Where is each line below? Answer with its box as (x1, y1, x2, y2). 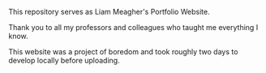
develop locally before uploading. (8, 56, 120, 65)
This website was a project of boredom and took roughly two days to (8, 47, 238, 56)
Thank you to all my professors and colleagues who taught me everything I (8, 23, 259, 32)
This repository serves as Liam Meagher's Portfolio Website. (8, 7, 210, 16)
